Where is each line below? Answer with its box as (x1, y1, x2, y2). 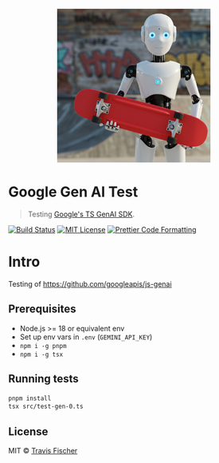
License (8, 425, 49, 438)
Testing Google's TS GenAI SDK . (27, 209, 135, 219)
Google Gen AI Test (8, 183, 139, 201)
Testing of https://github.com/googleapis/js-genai (8, 279, 173, 288)
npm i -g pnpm (19, 342, 67, 350)
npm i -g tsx (19, 350, 64, 358)
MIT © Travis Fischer (8, 446, 78, 456)
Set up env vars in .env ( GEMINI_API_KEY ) (19, 332, 153, 342)
